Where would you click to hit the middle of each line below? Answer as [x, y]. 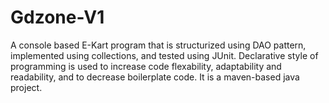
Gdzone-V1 [57, 17]
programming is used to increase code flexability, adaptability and [146, 66]
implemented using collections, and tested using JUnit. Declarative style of [164, 55]
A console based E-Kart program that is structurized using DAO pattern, [158, 45]
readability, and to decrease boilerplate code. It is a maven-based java [155, 77]
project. [26, 87]
